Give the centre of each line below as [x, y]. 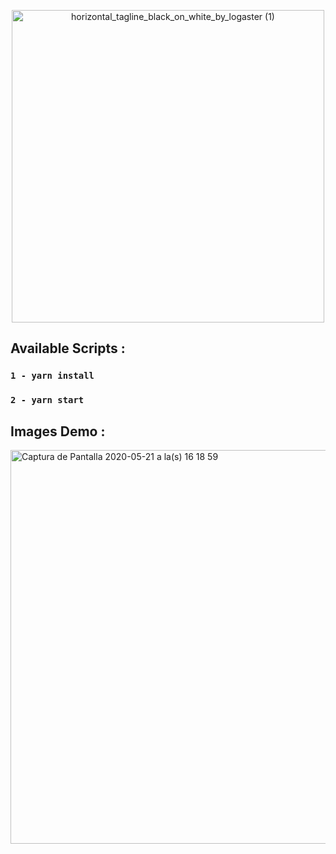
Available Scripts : [68, 348]
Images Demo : [58, 431]
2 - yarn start [47, 400]
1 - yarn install [52, 376]
